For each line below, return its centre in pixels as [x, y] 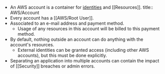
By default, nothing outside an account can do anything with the [77, 39]
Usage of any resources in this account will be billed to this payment [89, 29]
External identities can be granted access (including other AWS [83, 50]
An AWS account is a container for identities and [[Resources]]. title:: [81, 7]
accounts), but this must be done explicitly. [62, 55]
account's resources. [32, 45]
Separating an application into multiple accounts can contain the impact [85, 61]
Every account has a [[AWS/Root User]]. [52, 18]
